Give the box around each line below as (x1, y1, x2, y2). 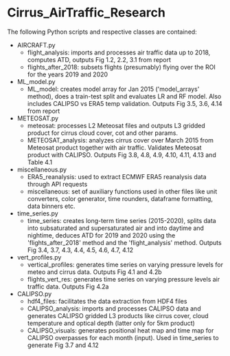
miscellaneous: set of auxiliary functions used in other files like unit (27, 187, 218, 196)
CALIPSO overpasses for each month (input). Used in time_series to (27, 333, 219, 342)
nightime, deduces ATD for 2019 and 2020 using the (27, 231, 176, 239)
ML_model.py (16, 77, 56, 85)
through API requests (27, 180, 88, 188)
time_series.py (16, 209, 58, 218)
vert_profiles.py (16, 253, 62, 261)
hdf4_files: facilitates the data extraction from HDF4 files (27, 297, 187, 305)
